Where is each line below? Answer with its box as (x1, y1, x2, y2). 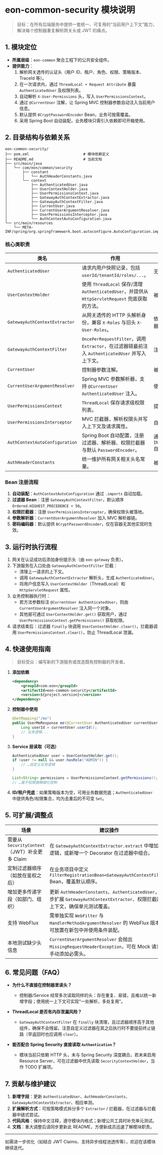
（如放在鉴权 (7, 872, 37, 879)
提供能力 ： (12, 63, 34, 69)
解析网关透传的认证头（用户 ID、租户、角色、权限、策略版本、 (19, 69, 144, 75)
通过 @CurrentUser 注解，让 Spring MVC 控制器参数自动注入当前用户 (19, 99, 155, 105)
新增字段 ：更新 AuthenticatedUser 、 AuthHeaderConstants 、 (12, 1094, 130, 1100)
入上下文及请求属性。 (81, 423, 131, 430)
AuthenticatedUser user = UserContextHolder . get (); (12, 753, 119, 758)
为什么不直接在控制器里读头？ (12, 982, 72, 988)
